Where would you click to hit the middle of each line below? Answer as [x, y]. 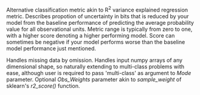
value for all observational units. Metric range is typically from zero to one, [99, 29]
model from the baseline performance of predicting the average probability [100, 22]
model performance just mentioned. [51, 48]
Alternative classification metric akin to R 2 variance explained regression [97, 9]
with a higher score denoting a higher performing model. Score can [91, 35]
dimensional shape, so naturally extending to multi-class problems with [95, 67]
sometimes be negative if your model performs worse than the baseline [96, 42]
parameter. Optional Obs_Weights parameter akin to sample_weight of [94, 79]
